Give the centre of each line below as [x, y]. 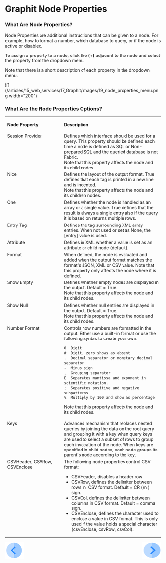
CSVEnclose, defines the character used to [115, 513]
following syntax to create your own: [101, 338]
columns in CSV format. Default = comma [113, 503]
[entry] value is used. [85, 235]
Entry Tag [17, 225]
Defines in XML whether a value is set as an [108, 242]
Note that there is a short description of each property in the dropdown [77, 70]
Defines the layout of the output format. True [109, 174]
